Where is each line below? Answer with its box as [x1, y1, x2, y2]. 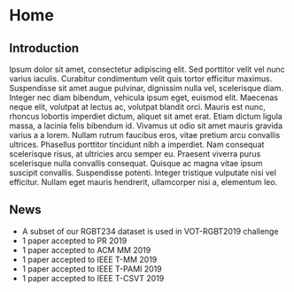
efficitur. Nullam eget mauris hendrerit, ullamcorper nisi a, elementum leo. [9, 177, 278, 187]
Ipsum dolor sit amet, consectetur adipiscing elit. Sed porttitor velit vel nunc [9, 64, 285, 74]
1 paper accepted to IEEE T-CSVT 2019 [21, 273, 165, 283]
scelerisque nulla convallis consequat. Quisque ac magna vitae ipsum [9, 158, 263, 168]
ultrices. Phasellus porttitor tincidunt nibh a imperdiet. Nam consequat [9, 139, 265, 150]
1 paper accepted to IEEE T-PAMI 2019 [21, 263, 162, 274]
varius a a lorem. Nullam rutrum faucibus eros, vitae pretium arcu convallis [9, 130, 281, 140]
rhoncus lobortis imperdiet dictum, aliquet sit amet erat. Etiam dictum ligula [9, 111, 283, 121]
